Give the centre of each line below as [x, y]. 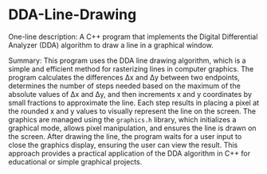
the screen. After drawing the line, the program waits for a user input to [125, 136]
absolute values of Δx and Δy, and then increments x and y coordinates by [130, 94]
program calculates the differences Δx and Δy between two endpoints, [124, 77]
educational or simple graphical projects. [75, 161]
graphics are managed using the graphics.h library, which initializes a [122, 119]
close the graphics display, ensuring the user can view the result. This [123, 145]
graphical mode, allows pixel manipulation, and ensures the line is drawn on [132, 128]
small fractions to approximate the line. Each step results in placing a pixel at [134, 102]
